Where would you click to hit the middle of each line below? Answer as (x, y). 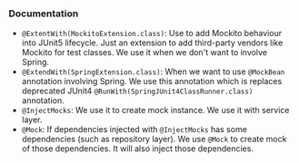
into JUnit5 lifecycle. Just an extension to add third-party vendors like (152, 43)
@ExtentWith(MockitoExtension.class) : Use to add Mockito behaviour (152, 34)
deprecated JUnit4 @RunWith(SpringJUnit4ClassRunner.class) (137, 91)
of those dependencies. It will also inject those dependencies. (137, 149)
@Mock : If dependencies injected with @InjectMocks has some (134, 129)
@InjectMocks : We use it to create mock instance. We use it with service (155, 110)
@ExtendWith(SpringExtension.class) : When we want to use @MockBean (153, 72)
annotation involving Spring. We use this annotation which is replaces (152, 81)
